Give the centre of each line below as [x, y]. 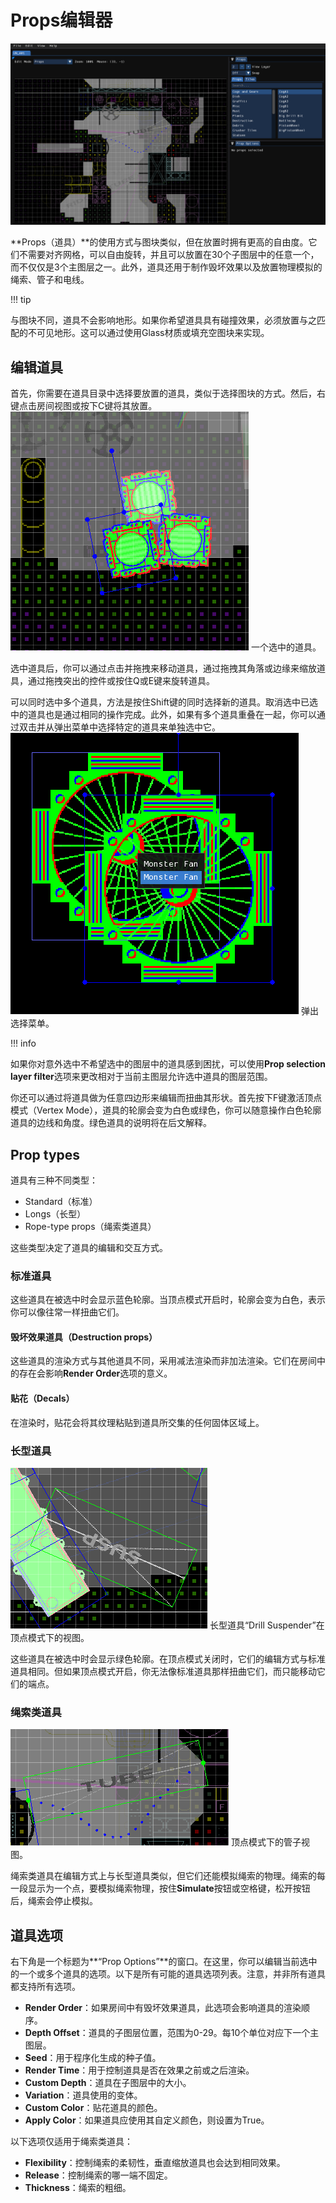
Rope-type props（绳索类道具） [90, 1226]
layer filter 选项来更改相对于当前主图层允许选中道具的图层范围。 [141, 1077]
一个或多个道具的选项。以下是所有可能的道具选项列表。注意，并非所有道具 [172, 1974]
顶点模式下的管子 [266, 1842]
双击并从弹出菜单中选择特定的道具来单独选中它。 [119, 727]
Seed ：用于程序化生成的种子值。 [93, 2058]
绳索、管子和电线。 [50, 280]
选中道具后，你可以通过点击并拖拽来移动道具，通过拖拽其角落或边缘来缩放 [163, 668]
